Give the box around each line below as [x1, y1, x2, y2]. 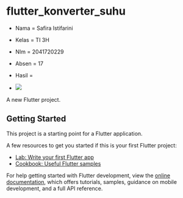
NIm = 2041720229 [15, 48, 64, 55]
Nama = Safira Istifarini [15, 24, 73, 32]
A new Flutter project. [6, 96, 61, 103]
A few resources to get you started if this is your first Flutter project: [6, 141, 177, 149]
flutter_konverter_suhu [6, 4, 126, 18]
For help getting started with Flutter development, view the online [6, 172, 171, 179]
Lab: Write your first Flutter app [15, 154, 95, 161]
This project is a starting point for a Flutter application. [6, 130, 143, 137]
